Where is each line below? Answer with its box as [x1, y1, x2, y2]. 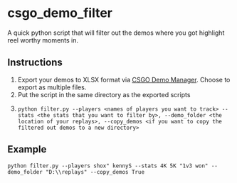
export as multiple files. [17, 83, 87, 91]
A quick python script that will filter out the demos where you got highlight [7, 28, 225, 37]
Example [7, 143, 47, 155]
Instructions [7, 57, 63, 69]
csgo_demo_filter [7, 5, 112, 21]
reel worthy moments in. [7, 35, 79, 44]
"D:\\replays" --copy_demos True [45, 168, 144, 175]
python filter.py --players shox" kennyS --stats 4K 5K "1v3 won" [7, 162, 209, 170]
